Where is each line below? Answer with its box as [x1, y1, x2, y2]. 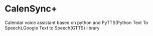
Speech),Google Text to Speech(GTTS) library [5, 24, 100, 30]
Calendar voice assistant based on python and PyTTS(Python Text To [5, 19, 148, 25]
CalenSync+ [5, 3, 57, 14]
